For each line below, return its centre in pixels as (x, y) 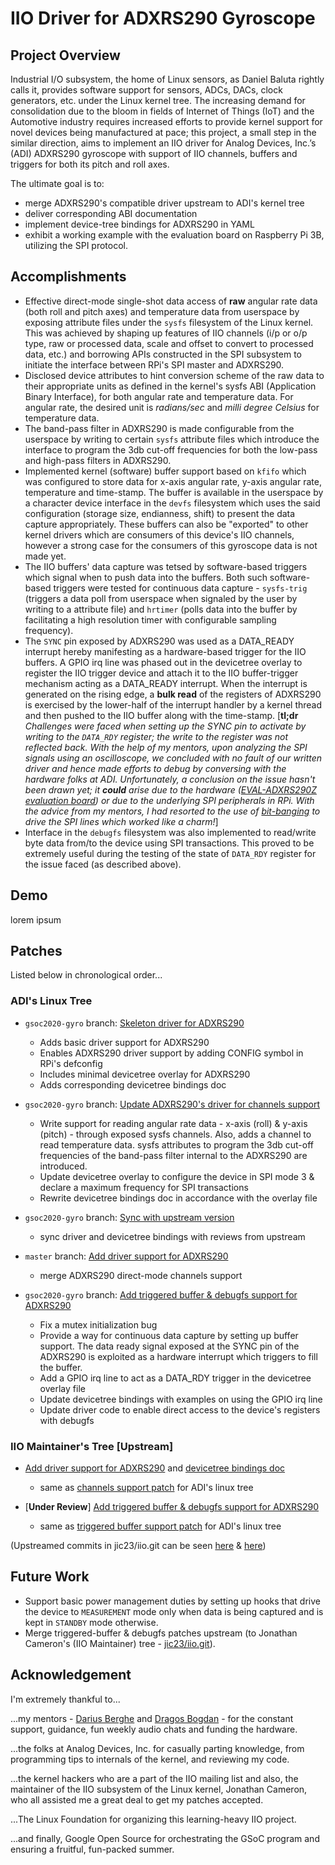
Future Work (50, 1577)
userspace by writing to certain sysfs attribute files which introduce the (172, 439)
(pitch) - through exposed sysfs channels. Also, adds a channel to (175, 1134)
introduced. (63, 1166)
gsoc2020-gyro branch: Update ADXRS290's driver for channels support (172, 1104)
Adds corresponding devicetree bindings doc (133, 1084)
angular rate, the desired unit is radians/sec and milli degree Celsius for (172, 407)
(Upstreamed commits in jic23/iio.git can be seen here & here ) (138, 1546)
